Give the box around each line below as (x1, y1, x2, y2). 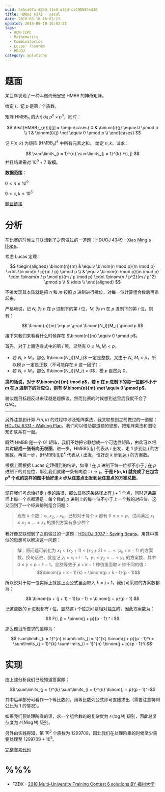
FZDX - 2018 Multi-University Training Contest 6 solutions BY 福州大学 (12, 781, 155, 787)
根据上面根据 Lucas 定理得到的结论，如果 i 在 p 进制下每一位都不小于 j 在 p (5, 462, 156, 468)
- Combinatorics (9, 39, 43, 44)
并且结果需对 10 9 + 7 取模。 (5, 158, 60, 165)
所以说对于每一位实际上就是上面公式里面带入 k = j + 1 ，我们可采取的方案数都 (5, 579, 160, 585)
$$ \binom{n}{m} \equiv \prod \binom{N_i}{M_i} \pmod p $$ (22, 322, 143, 328)
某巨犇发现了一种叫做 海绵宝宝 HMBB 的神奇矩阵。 (5, 93, 107, 99)
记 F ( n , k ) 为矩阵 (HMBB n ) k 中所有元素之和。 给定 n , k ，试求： (5, 139, 129, 147)
